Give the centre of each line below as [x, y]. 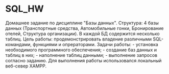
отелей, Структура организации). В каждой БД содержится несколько [82, 33]
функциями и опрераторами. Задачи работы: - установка [95, 44]
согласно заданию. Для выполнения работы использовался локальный [83, 60]
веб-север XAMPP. [26, 66]
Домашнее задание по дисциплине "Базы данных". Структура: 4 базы [82, 23]
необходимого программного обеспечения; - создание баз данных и [81, 50]
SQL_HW [25, 9]
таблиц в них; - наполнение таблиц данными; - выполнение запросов [81, 55]
